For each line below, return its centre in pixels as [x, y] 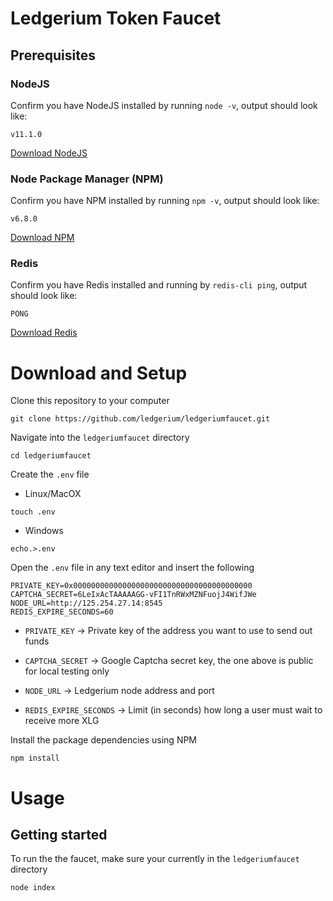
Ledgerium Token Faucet [116, 18]
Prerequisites [53, 55]
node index [33, 888]
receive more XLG [62, 721]
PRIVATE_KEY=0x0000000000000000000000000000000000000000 [131, 586]
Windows [44, 531]
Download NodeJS [49, 153]
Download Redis [44, 333]
